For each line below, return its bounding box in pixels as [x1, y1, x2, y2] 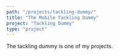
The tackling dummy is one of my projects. [6, 43, 114, 50]
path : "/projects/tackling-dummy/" [6, 9, 97, 15]
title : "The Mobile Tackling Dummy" [6, 15, 99, 21]
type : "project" [6, 26, 47, 32]
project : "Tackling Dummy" [6, 20, 75, 26]
